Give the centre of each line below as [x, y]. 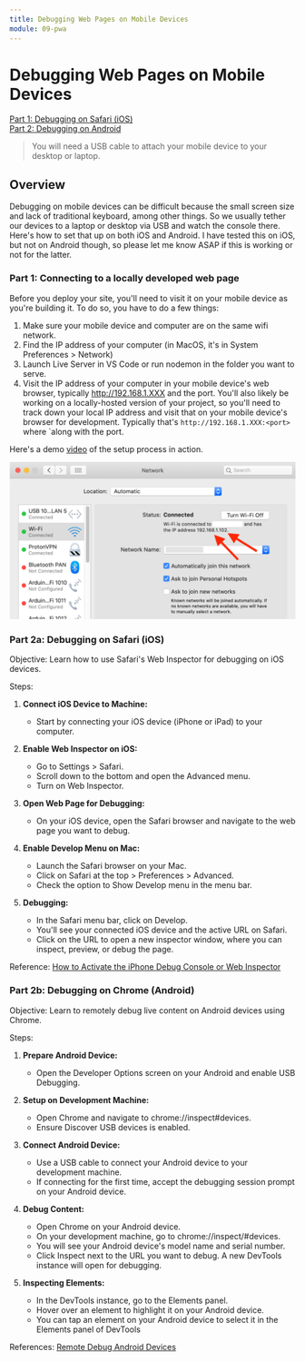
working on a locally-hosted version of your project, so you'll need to [152, 402]
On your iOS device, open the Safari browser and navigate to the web [166, 821]
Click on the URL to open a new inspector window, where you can [159, 940]
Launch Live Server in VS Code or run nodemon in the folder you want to [158, 364]
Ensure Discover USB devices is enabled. [113, 1127]
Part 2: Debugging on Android [65, 129]
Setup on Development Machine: [86, 1100]
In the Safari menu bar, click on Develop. [112, 921]
